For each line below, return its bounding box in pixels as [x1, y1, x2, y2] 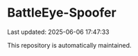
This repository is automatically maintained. [7, 41, 132, 49]
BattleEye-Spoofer [7, 5, 117, 21]
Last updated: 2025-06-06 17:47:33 [7, 28, 110, 36]
